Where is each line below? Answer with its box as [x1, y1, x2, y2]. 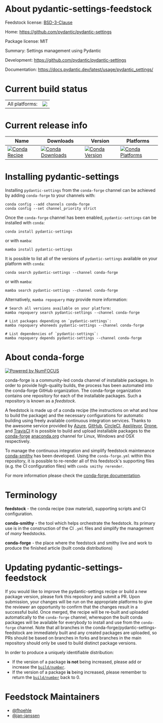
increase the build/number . [12, 664, 66, 670]
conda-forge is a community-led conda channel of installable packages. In [5, 377, 154, 383]
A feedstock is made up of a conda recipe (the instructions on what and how [5, 407, 158, 413]
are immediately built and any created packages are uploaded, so [26, 630, 157, 636]
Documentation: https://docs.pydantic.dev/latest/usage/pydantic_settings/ [5, 67, 154, 72]
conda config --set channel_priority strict [5, 206, 97, 211]
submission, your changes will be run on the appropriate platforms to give [5, 599, 153, 605]
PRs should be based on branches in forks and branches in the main [5, 635, 142, 640]
